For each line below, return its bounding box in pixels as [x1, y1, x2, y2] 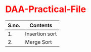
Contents [29, 22, 53, 29]
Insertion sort [25, 30, 57, 37]
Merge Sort [25, 38, 52, 45]
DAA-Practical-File [5, 4, 86, 15]
